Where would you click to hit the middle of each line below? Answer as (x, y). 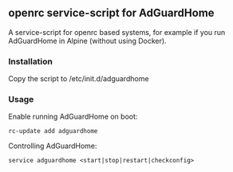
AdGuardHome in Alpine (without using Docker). (87, 41)
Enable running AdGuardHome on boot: (73, 117)
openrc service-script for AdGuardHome (111, 13)
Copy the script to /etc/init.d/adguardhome (79, 79)
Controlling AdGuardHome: (53, 146)
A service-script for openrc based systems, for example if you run (117, 32)
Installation (31, 61)
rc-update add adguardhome (53, 131)
